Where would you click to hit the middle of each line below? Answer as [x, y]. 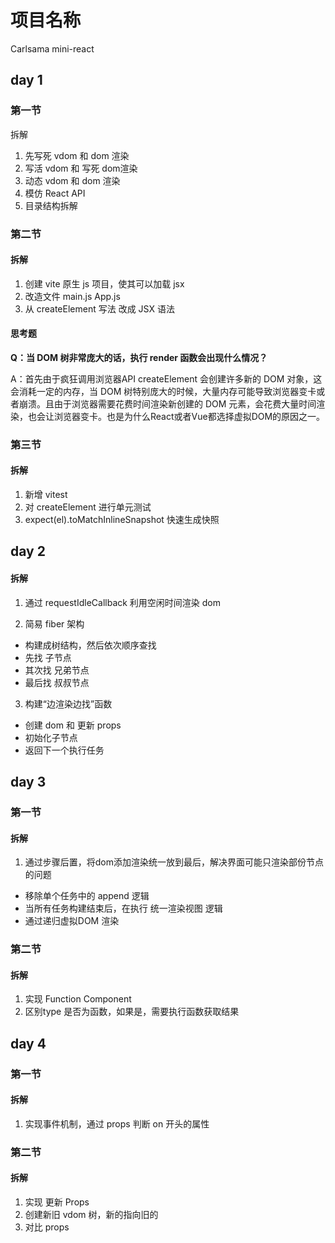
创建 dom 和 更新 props [73, 725]
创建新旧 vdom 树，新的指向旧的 [91, 1214]
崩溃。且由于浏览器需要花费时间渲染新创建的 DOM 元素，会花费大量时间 [167, 403]
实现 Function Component [78, 999]
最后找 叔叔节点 [57, 682]
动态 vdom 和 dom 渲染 [72, 180]
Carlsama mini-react [52, 48]
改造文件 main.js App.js [72, 296]
